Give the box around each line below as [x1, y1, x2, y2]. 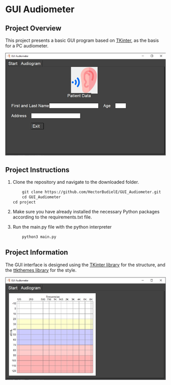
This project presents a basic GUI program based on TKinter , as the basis [5, 37, 159, 43]
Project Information [5, 248, 68, 257]
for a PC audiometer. [5, 43, 49, 49]
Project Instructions [5, 166, 70, 174]
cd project [12, 200, 36, 205]
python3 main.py [22, 234, 56, 239]
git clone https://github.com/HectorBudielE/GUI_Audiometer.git [22, 189, 161, 195]
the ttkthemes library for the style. [5, 267, 77, 273]
